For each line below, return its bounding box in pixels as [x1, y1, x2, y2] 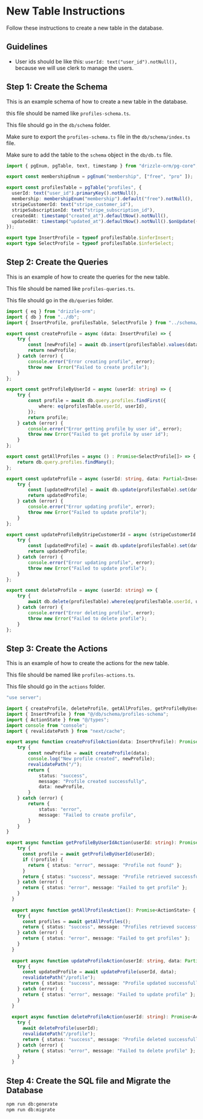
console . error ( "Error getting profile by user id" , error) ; [28, 426, 182, 432]
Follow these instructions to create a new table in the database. [6, 24, 164, 31]
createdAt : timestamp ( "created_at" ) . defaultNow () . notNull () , [11, 213, 169, 219]
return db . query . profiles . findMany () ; [17, 459, 115, 465]
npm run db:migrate [6, 1107, 56, 1113]
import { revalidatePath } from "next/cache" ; [6, 728, 126, 734]
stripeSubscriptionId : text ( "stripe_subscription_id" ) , [11, 207, 155, 213]
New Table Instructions [6, 4, 126, 18]
